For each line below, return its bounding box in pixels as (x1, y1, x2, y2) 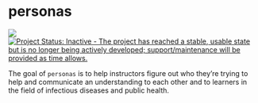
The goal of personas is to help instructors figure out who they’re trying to (8, 68, 248, 78)
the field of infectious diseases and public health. (8, 86, 169, 95)
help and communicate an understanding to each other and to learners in (8, 77, 248, 86)
